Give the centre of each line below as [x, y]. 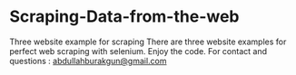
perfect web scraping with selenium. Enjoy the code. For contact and [138, 51]
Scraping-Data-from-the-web [124, 17]
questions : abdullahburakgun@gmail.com [88, 61]
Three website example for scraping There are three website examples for [148, 42]
